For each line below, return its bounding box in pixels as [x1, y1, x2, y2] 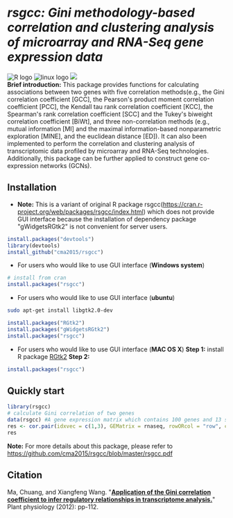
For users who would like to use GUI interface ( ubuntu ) [17, 294, 175, 302]
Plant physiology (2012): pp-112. [7, 502, 99, 511]
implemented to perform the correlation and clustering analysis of [7, 139, 196, 147]
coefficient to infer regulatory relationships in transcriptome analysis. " [7, 495, 216, 503]
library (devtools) [7, 242, 60, 249]
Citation [7, 469, 43, 481]
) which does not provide [143, 207, 215, 216]
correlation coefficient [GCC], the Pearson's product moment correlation [7, 95, 215, 103]
